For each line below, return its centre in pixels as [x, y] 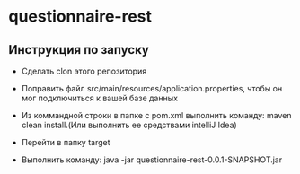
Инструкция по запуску [79, 50]
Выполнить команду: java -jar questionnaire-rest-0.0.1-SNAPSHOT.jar [152, 160]
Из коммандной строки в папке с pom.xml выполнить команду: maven [157, 115]
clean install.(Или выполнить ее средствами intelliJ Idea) [129, 125]
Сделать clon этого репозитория [84, 71]
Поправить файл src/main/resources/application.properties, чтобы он [152, 88]
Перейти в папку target [66, 142]
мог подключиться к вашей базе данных [100, 98]
